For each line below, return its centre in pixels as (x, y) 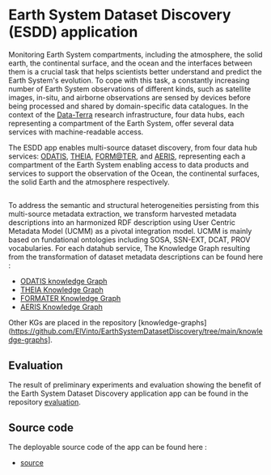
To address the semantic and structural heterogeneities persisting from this (134, 206)
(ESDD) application (73, 32)
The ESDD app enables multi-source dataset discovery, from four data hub (133, 147)
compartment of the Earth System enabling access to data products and (129, 164)
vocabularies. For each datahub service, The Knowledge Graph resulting (129, 248)
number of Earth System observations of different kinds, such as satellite (130, 89)
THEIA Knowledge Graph (61, 290)
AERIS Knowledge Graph (61, 307)
